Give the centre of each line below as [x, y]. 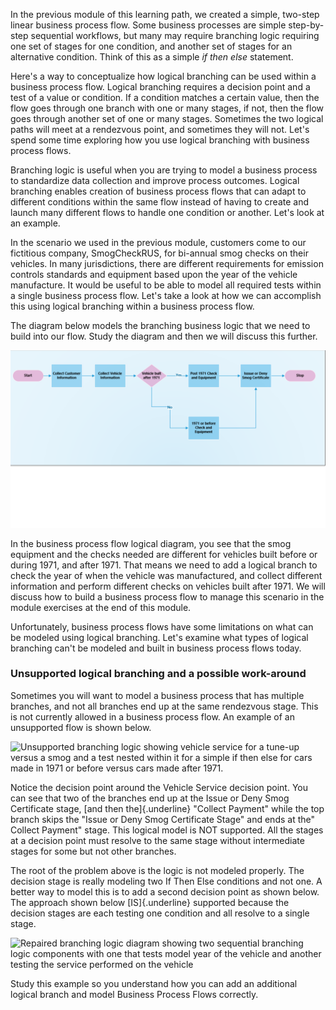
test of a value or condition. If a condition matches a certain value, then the [165, 97]
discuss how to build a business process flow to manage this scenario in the [167, 596]
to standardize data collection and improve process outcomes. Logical [155, 180]
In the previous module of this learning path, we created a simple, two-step [165, 14]
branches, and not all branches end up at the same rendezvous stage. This [164, 706]
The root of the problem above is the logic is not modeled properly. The [157, 870]
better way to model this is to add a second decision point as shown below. [165, 891]
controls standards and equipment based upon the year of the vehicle [154, 274]
